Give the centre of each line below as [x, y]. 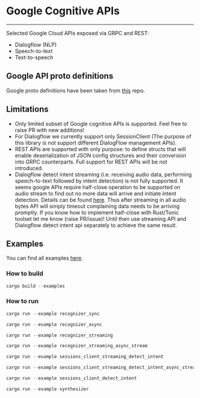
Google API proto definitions [60, 76]
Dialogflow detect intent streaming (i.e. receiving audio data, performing [103, 174]
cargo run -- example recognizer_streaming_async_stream [77, 346]
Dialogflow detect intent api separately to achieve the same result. [96, 225]
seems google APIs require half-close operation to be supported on [97, 187]
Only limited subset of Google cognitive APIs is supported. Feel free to [101, 124]
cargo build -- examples [36, 286]
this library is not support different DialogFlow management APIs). [96, 143]
